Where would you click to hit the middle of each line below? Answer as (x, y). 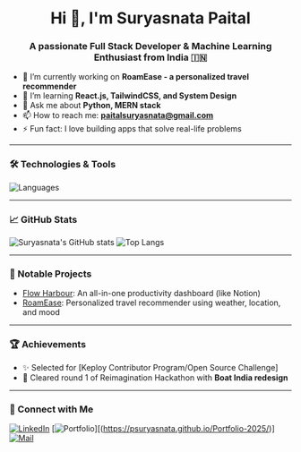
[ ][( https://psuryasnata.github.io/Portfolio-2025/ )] (163, 428)
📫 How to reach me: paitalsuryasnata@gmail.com (118, 115)
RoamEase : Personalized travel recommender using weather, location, (151, 303)
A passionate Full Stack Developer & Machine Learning (150, 47)
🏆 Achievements (48, 345)
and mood (41, 312)
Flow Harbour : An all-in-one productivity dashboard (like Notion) (142, 294)
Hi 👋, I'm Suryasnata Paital (150, 18)
